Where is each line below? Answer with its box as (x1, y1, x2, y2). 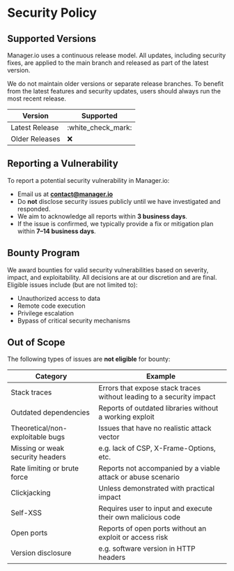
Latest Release (10, 123, 59, 132)
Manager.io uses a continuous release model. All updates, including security (7, 51, 226, 59)
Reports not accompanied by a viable (98, 464, 221, 473)
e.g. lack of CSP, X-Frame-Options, (98, 443, 216, 453)
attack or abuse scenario (98, 473, 180, 482)
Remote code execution (17, 302, 86, 310)
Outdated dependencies (10, 408, 91, 417)
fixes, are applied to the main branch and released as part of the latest (7, 59, 209, 67)
